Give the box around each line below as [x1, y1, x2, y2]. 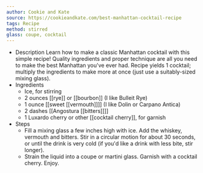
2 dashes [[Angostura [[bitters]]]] [24, 107, 109, 115]
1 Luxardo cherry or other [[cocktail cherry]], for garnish [24, 114, 166, 121]
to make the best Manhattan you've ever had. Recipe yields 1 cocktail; [15, 62, 191, 69]
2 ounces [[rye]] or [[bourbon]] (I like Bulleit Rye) [24, 94, 148, 102]
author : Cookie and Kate [6, 9, 70, 15]
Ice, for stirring [24, 88, 62, 95]
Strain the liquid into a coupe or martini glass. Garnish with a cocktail [24, 153, 197, 160]
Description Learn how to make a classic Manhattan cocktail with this [15, 48, 190, 56]
